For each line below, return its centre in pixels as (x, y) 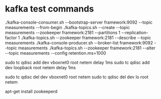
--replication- (135, 32)
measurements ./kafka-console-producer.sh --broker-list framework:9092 (79, 42)
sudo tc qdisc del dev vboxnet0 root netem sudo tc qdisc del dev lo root (77, 77)
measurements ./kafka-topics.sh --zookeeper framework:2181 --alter (87, 48)
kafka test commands (50, 9)
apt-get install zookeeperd (31, 91)
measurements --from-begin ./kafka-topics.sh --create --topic (67, 27)
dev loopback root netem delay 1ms (40, 67)
